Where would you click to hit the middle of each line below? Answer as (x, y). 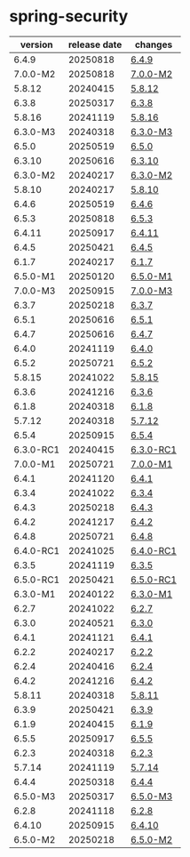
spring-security (69, 16)
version (37, 44)
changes (154, 44)
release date (95, 44)
